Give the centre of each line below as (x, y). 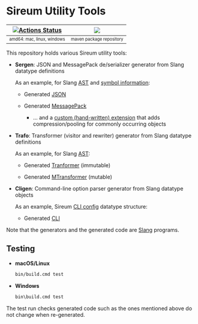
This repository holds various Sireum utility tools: (67, 53)
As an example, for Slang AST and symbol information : (82, 82)
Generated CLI (42, 218)
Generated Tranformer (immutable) (67, 165)
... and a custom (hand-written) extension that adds (96, 117)
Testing (21, 249)
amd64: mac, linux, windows (37, 39)
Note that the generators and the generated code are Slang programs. (93, 230)
